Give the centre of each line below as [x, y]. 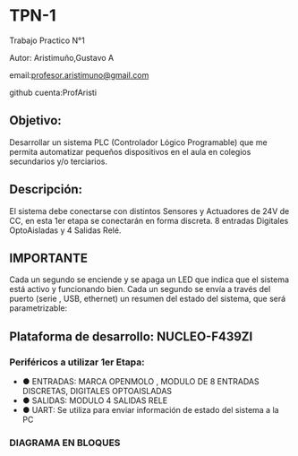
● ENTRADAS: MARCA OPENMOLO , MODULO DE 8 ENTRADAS [140, 382]
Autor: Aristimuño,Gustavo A [62, 57]
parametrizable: [38, 308]
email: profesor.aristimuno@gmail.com [79, 75]
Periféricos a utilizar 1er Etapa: [77, 362]
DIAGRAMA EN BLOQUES [65, 443]
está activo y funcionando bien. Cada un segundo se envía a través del [140, 289]
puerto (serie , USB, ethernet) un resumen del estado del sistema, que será [148, 299]
